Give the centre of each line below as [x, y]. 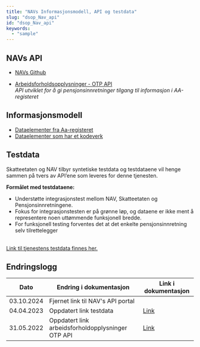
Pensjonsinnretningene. [44, 205]
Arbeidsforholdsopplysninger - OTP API [63, 83]
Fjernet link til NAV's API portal [92, 301]
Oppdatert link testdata [81, 311]
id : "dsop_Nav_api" [30, 23]
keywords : [18, 28]
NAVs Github [30, 72]
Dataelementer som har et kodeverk [59, 136]
